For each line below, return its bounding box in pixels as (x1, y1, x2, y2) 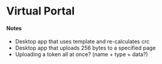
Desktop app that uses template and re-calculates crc (15, 38, 150, 45)
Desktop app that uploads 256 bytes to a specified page (15, 44, 156, 52)
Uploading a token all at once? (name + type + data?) (15, 51, 149, 58)
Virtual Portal (6, 4, 75, 18)
